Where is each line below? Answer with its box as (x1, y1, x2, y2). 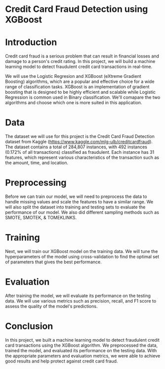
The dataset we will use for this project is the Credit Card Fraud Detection (5, 133, 155, 139)
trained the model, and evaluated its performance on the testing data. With (5, 347, 157, 353)
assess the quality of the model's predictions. (5, 303, 98, 309)
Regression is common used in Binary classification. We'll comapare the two (5, 94, 161, 100)
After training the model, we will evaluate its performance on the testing (5, 293, 151, 299)
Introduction (5, 37, 57, 48)
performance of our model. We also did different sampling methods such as (5, 209, 160, 215)
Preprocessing (5, 177, 67, 188)
